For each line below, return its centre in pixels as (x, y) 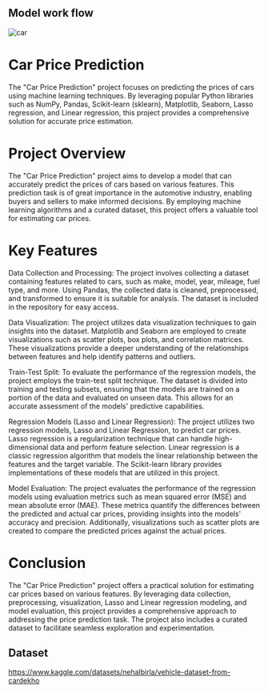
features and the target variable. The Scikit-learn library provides (115, 464)
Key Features (53, 250)
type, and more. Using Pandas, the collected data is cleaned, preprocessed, (133, 290)
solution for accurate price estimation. (71, 121)
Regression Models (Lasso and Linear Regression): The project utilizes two (132, 421)
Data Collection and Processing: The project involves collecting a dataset (129, 272)
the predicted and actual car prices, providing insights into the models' (125, 514)
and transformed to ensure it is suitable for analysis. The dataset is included (133, 298)
